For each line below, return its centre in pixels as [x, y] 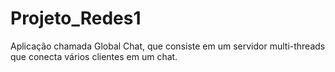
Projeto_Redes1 [76, 18]
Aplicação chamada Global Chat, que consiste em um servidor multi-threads [168, 46]
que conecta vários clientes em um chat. [94, 56]
